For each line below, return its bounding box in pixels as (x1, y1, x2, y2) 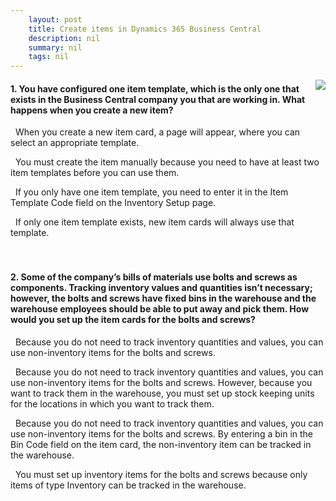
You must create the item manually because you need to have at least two (14, 156, 320, 168)
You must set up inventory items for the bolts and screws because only (14, 468, 308, 480)
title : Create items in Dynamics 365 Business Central (28, 24, 262, 34)
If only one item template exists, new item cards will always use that (14, 216, 295, 228)
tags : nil (28, 52, 70, 62)
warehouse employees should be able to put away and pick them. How (10, 302, 310, 315)
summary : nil (28, 42, 83, 53)
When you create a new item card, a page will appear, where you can (14, 126, 301, 138)
